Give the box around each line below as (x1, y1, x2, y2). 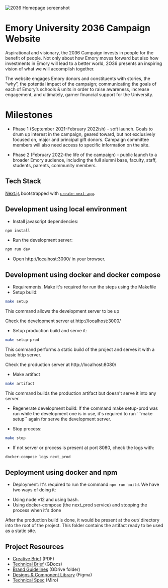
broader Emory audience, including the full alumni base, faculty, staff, (12, 157, 157, 163)
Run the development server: (12, 237, 73, 243)
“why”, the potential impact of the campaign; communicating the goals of (5, 81, 157, 87)
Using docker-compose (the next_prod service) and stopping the (12, 502, 147, 508)
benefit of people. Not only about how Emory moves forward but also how (5, 55, 159, 61)
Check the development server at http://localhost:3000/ (5, 318, 121, 324)
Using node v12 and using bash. (12, 496, 79, 503)
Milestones (5, 109, 53, 121)
